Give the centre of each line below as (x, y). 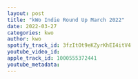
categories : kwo (30, 33)
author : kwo (24, 39)
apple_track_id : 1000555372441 (52, 58)
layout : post (26, 13)
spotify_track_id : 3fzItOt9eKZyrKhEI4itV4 (69, 45)
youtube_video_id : (33, 52)
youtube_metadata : (33, 65)
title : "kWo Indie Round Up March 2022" (66, 20)
